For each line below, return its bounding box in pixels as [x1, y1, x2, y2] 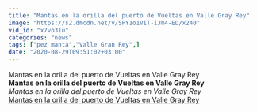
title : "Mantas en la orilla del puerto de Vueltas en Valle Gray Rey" [8, 11, 250, 20]
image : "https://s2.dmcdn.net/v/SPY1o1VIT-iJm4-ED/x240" [8, 19, 201, 27]
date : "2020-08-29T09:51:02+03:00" [8, 48, 126, 56]
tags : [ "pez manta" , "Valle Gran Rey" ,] [8, 41, 140, 49]
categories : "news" [8, 33, 73, 42]
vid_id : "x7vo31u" [8, 26, 69, 34]
